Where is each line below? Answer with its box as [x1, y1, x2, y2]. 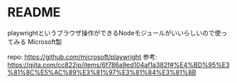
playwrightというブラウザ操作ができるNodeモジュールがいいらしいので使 [7, 28, 221, 37]
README [7, 4, 61, 21]
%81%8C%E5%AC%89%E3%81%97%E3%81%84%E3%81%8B [7, 68, 197, 77]
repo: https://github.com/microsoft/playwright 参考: [7, 52, 158, 61]
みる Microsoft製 [13, 37, 62, 46]
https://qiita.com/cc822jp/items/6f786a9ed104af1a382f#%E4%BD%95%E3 [7, 60, 230, 69]
